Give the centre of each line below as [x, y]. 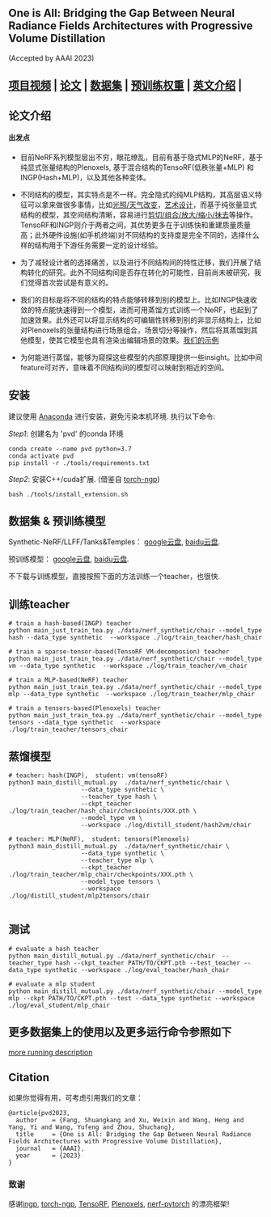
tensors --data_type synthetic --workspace [85, 723]
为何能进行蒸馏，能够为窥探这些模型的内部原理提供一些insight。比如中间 [141, 357]
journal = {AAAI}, [50, 1149]
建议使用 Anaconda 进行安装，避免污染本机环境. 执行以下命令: [112, 416]
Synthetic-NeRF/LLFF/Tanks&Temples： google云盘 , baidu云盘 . [114, 542]
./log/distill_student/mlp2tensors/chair [79, 896]
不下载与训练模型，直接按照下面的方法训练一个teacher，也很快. [114, 577]
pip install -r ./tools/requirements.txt [79, 463]
